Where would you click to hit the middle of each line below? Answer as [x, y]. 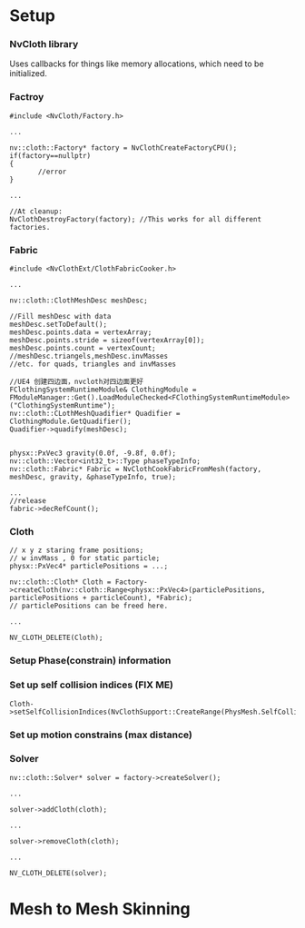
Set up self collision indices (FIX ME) [92, 685]
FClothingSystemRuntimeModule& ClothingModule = [103, 390]
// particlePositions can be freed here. [89, 606]
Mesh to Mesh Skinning [100, 909]
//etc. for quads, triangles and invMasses [93, 364]
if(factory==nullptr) [50, 155]
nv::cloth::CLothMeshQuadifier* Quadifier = [95, 414]
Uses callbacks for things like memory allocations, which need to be [137, 64]
